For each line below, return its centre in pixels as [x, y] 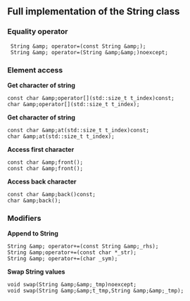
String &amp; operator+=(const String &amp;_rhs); [83, 246]
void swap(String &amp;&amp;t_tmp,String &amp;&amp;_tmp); [96, 291]
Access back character [42, 181]
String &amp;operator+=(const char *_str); [72, 252]
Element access [35, 70]
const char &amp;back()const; [52, 194]
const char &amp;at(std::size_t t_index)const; [78, 130]
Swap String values [36, 272]
